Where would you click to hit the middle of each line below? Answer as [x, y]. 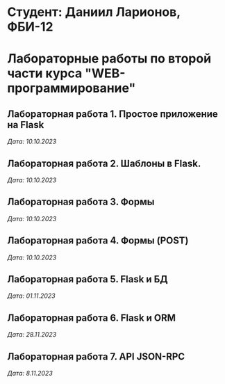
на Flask [26, 125]
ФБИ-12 [30, 27]
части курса [45, 73]
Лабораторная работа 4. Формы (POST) [98, 241]
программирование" [72, 88]
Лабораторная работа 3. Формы [81, 202]
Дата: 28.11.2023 [32, 335]
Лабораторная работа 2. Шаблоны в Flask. [104, 163]
